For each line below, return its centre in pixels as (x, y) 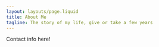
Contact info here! (28, 39)
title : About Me (26, 17)
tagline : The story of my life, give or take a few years (79, 22)
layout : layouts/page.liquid (42, 11)
